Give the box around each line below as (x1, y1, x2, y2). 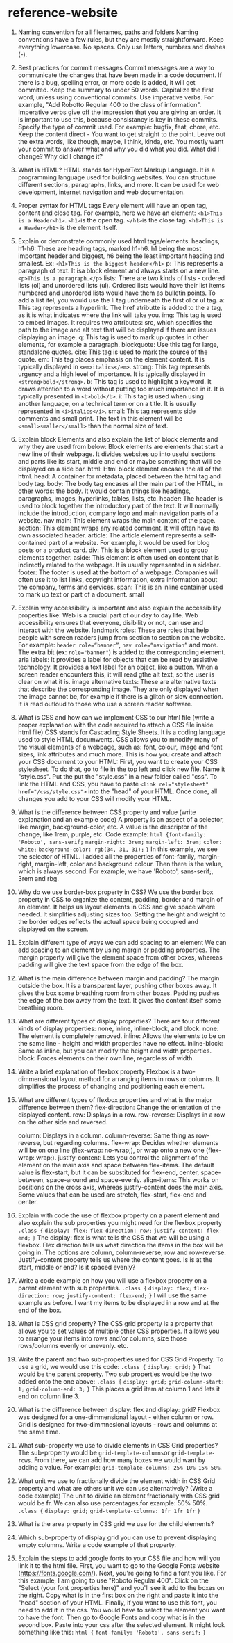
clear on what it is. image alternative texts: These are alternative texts (17, 677, 217, 686)
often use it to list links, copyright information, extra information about (17, 575, 218, 583)
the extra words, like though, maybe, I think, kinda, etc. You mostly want (17, 137, 224, 145)
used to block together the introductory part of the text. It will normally (17, 501, 220, 510)
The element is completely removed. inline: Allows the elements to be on (17, 1031, 225, 1040)
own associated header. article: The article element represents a (17, 531, 202, 540)
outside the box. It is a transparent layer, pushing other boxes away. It (17, 981, 217, 989)
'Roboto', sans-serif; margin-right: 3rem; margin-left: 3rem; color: (17, 839, 223, 845)
